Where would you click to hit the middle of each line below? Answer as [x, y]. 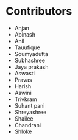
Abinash [25, 34]
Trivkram [26, 99]
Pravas [23, 80]
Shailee [24, 118]
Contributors [39, 11]
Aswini [23, 93]
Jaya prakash [31, 67]
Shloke [23, 131]
